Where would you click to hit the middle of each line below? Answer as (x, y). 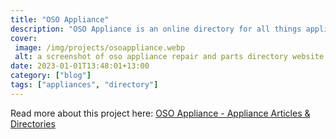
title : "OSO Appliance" (60, 19)
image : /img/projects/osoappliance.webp (100, 47)
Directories (33, 123)
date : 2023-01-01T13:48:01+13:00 (80, 66)
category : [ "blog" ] (51, 76)
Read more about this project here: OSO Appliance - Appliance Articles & (160, 113)
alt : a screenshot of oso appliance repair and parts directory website (169, 57)
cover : (24, 38)
